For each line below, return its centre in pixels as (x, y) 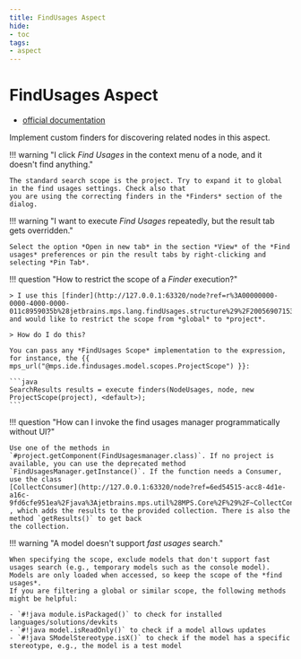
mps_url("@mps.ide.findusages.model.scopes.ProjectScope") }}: (130, 367)
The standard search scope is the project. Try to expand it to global (146, 181)
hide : (19, 26)
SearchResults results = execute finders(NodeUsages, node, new (132, 390)
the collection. (39, 527)
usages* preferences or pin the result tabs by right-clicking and (138, 255)
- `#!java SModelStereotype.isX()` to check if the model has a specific (150, 638)
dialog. (24, 204)
